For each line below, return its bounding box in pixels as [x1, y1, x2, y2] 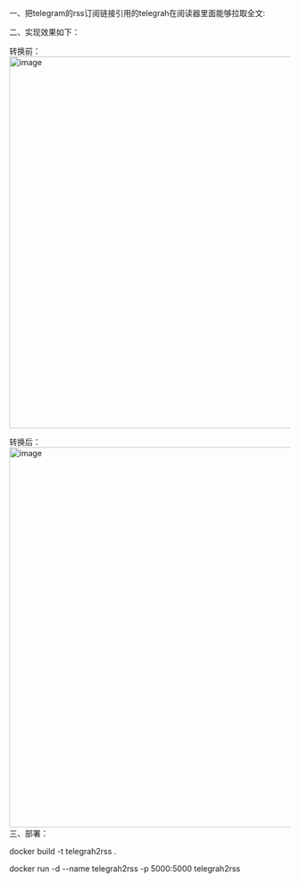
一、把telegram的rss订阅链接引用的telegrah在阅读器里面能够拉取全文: [9, 8, 266, 18]
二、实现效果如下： [9, 27, 80, 38]
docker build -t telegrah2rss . [9, 846, 117, 856]
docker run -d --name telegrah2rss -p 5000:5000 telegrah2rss [9, 863, 241, 874]
